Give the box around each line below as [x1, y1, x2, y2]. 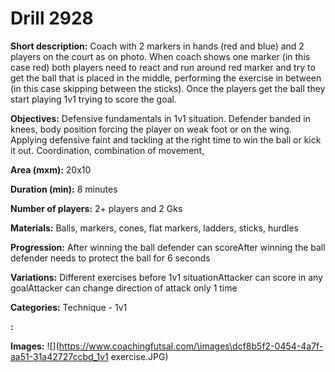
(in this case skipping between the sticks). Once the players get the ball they [10, 82, 326, 94]
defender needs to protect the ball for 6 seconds [10, 252, 211, 264]
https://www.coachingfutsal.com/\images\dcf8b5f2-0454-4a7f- [58, 340, 324, 352]
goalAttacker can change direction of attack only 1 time [10, 282, 238, 294]
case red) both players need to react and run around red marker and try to [10, 61, 316, 73]
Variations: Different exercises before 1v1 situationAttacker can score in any [10, 271, 323, 283]
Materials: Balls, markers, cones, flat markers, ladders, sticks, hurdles [10, 222, 299, 234]
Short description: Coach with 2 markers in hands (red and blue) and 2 [10, 40, 305, 52]
